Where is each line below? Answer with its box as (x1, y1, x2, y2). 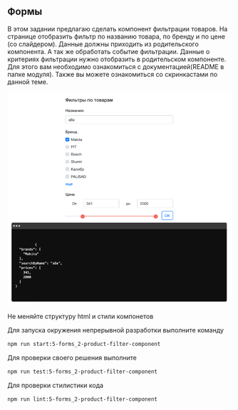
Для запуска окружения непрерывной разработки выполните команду (7, 325, 224, 334)
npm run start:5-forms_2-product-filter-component (7, 340, 161, 347)
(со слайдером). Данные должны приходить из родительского (7, 39, 200, 48)
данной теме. (7, 78, 48, 86)
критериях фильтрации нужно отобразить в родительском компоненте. (7, 55, 227, 63)
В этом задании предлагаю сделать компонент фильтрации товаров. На (7, 24, 228, 33)
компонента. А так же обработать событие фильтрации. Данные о (7, 47, 210, 56)
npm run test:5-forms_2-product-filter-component (7, 368, 158, 375)
